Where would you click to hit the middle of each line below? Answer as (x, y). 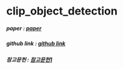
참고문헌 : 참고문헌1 (30, 59)
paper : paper (24, 28)
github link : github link (36, 44)
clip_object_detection (62, 11)
